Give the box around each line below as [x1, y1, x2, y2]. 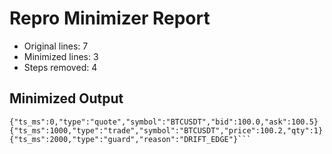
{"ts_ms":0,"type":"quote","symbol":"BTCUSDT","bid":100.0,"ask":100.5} [9, 117, 319, 127]
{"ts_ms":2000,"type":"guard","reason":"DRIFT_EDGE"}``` [9, 134, 252, 144]
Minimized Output [9, 90, 124, 107]
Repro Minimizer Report [9, 7, 211, 30]
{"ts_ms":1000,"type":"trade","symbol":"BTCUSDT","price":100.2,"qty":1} [9, 125, 324, 136]
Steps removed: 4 [23, 61, 98, 73]
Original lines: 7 [23, 40, 89, 52]
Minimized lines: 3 [23, 50, 99, 62]
